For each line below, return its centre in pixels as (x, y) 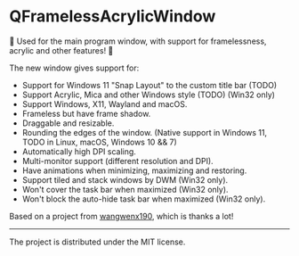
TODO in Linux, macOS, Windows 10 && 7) (100, 142)
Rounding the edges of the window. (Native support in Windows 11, (145, 132)
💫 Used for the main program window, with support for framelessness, (138, 41)
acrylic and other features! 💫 (61, 50)
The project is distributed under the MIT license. (97, 242)
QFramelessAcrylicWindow (113, 17)
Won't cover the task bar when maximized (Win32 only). (125, 189)
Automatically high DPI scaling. (79, 151)
